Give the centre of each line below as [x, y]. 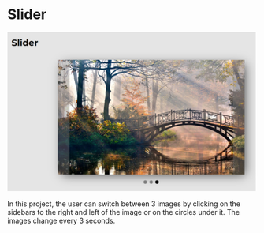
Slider [27, 15]
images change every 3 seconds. [61, 220]
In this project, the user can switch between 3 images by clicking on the [124, 204]
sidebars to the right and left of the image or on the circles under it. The [124, 212]
